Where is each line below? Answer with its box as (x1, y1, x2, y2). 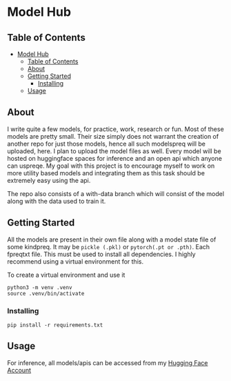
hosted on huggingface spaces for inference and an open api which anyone (7, 154, 223, 162)
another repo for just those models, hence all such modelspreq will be (7, 139, 205, 148)
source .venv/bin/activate (7, 290, 85, 297)
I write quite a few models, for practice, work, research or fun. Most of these (7, 125, 224, 133)
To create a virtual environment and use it (7, 271, 125, 279)
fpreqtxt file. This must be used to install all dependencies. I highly (7, 250, 196, 258)
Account (7, 366, 32, 374)
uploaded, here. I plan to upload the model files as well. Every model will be (7, 146, 222, 155)
